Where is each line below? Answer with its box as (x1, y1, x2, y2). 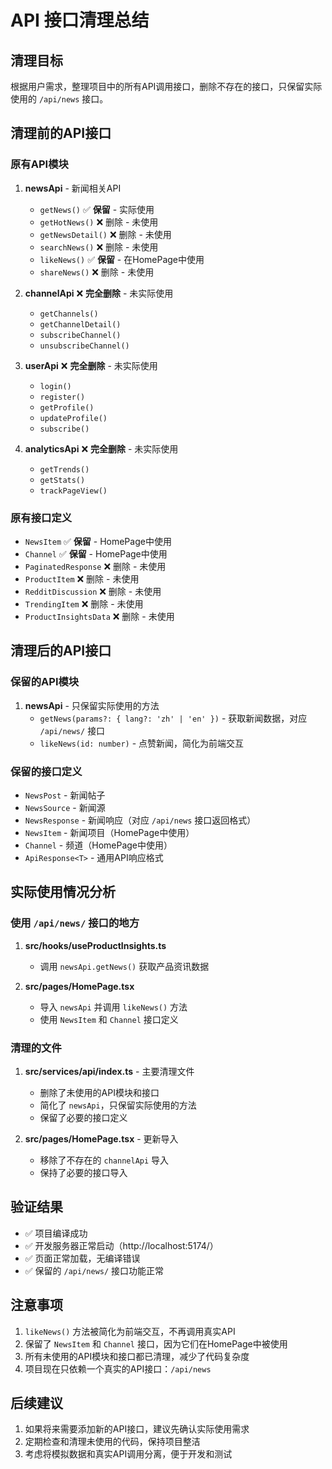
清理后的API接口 (10, 642, 112, 660)
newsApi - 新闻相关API (24, 182, 122, 194)
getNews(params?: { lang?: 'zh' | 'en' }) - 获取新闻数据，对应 (39, 712, 308, 724)
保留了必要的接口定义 (39, 1111, 128, 1123)
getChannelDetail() (39, 319, 122, 330)
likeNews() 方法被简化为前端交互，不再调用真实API (24, 1325, 236, 1337)
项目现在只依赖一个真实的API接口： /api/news (24, 1362, 212, 1375)
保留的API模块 (10, 675, 80, 689)
